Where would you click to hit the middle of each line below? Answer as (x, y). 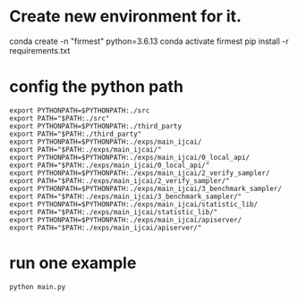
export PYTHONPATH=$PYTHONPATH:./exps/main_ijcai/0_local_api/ (130, 157)
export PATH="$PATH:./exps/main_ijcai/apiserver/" (106, 228)
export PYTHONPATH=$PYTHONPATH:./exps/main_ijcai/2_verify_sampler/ (140, 173)
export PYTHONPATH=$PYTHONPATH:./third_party (95, 126)
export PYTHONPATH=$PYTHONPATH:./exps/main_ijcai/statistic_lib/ (133, 204)
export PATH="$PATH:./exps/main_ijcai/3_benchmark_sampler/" (126, 196)
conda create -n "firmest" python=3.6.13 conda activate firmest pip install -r (149, 41)
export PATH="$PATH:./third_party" (76, 134)
